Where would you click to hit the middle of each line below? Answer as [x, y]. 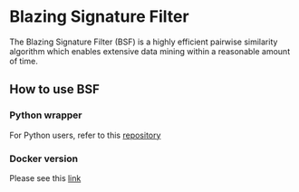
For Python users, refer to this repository [85, 135]
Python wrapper [46, 115]
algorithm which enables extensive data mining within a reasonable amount [150, 51]
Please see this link [45, 178]
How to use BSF [54, 89]
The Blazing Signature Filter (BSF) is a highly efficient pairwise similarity [144, 42]
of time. [24, 61]
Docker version [44, 158]
